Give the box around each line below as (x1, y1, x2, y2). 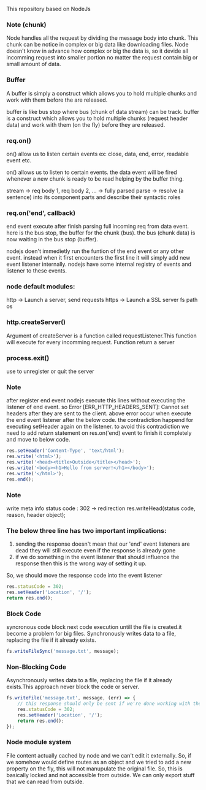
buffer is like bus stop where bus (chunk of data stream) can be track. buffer (6, 108, 199, 115)
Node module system (6, 738, 72, 747)
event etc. (6, 156, 32, 164)
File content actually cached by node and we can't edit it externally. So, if (6, 751, 192, 759)
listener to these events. (6, 267, 67, 274)
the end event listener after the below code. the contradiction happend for (6, 416, 194, 424)
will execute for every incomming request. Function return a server (6, 338, 175, 345)
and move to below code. (6, 436, 71, 443)
